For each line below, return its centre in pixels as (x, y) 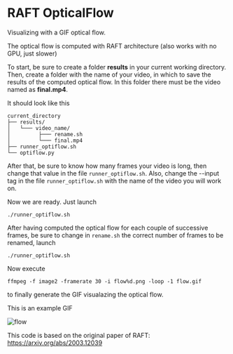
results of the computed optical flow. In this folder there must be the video (114, 81)
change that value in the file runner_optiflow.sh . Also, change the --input (113, 173)
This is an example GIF (40, 308)
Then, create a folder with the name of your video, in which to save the (109, 74)
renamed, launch (31, 242)
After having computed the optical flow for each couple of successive (108, 228)
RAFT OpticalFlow (61, 13)
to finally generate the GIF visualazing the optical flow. (85, 294)
